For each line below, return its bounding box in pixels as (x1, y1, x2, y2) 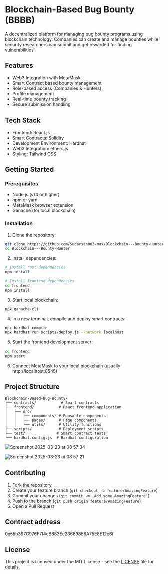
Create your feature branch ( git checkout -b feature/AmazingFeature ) (12, 487, 158, 493)
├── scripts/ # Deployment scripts (5, 426, 104, 431)
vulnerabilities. (5, 47, 35, 53)
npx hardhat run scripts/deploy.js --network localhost (5, 330, 124, 335)
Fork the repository (12, 482, 52, 488)
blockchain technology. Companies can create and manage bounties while (5, 36, 159, 42)
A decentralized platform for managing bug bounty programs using (5, 31, 143, 37)
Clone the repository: (12, 232, 56, 238)
